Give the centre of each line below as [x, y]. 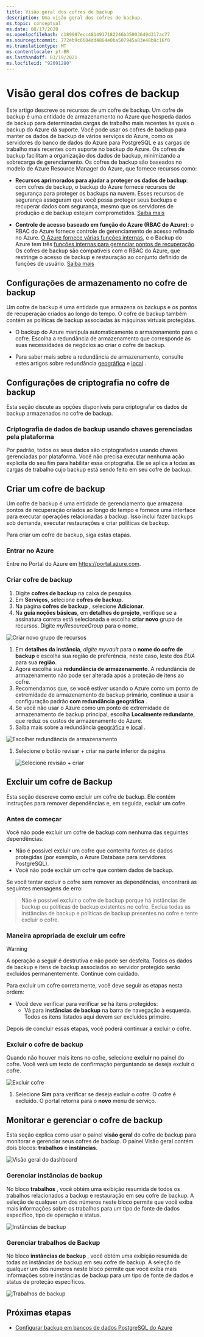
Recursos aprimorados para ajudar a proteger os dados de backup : [101, 180]
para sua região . [36, 662]
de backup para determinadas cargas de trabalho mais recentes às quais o [100, 123]
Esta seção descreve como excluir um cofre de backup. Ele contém [91, 797]
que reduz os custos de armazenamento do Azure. [79, 720]
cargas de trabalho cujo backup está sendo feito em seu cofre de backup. [99, 470]
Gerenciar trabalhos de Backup [53, 1242]
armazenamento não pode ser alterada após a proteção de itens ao [100, 675]
